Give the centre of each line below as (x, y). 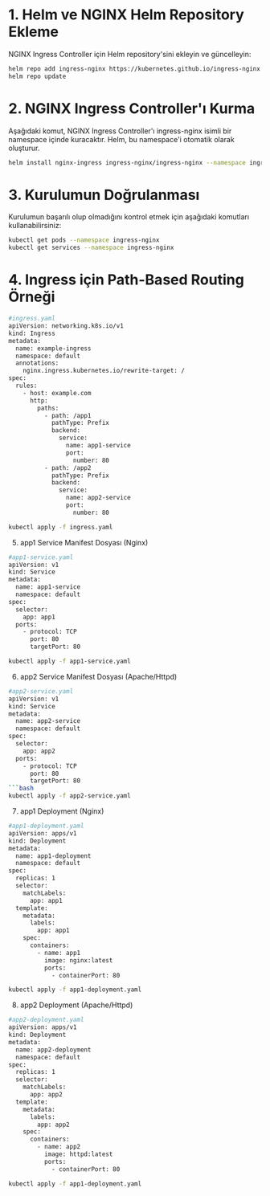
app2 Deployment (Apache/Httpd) (76, 1005)
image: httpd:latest (78, 1154)
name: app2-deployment (53, 1050)
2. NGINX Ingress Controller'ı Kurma (132, 108)
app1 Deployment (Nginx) (62, 811)
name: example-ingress (53, 348)
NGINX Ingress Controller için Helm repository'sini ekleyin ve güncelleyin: (130, 54)
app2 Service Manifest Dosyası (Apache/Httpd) (98, 676)
